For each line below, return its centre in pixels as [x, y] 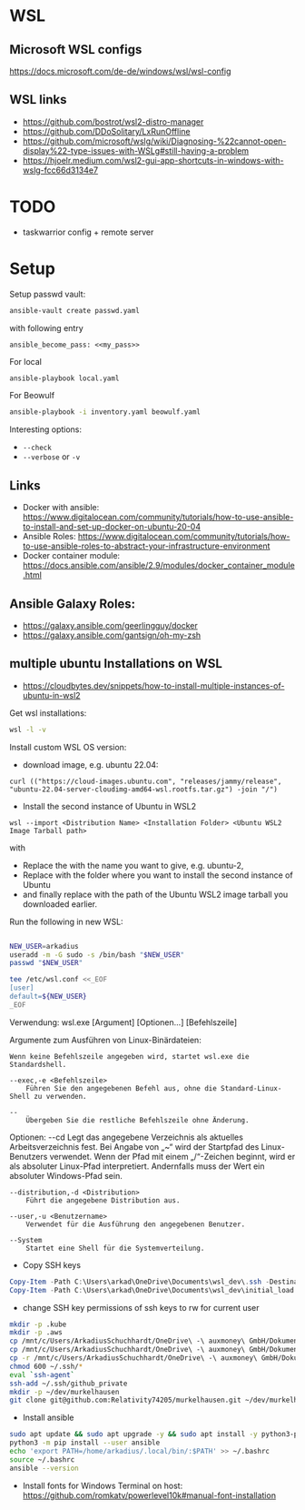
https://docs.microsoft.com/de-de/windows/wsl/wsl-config [120, 71]
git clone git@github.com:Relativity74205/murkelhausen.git [126, 1400]
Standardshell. [38, 1064]
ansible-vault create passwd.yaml [75, 310]
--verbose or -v [51, 457]
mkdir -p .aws [36, 1333]
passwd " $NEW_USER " [46, 963]
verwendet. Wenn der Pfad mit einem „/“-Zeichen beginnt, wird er [172, 1156]
